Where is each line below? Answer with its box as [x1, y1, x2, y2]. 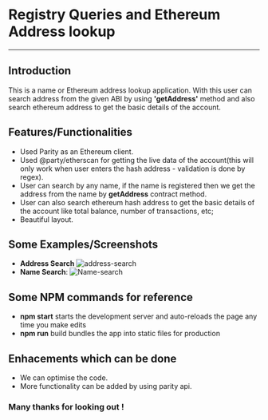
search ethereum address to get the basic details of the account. [8, 102, 222, 112]
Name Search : [19, 267, 69, 277]
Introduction [8, 64, 72, 77]
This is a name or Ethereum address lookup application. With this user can [8, 85, 253, 95]
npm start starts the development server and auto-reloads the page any [19, 311, 258, 321]
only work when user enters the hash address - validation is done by [19, 164, 246, 173]
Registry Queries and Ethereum [8, 6, 221, 24]
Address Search [19, 259, 75, 268]
